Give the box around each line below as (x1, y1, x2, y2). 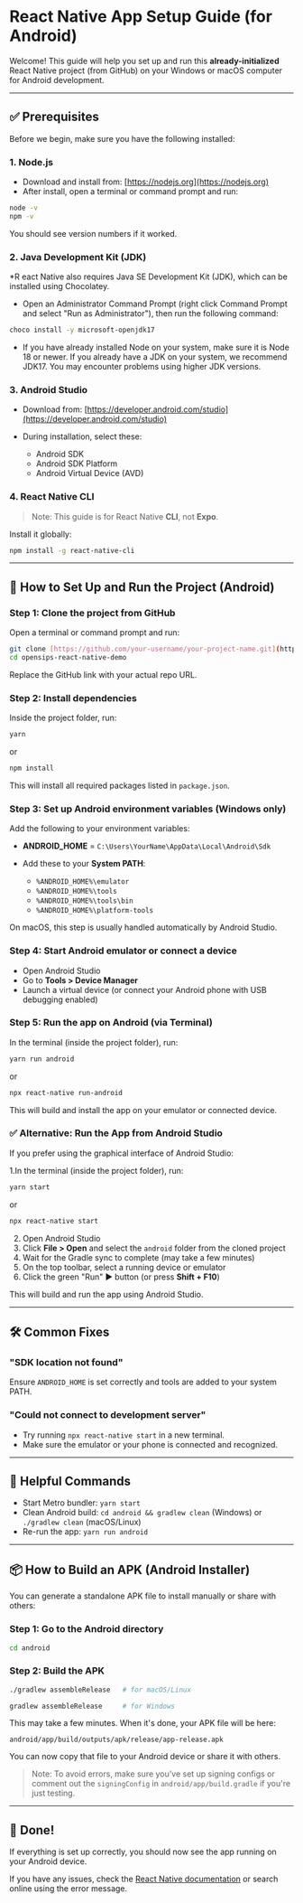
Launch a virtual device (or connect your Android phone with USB (22, 984, 268, 995)
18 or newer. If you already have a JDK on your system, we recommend (22, 351, 288, 362)
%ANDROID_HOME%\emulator (35, 877, 130, 886)
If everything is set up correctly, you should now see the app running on (9, 1846, 277, 1858)
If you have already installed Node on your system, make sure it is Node (22, 342, 290, 352)
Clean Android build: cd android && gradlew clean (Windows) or (22, 1507, 262, 1518)
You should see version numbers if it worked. (9, 228, 178, 239)
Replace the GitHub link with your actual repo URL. (9, 669, 197, 680)
